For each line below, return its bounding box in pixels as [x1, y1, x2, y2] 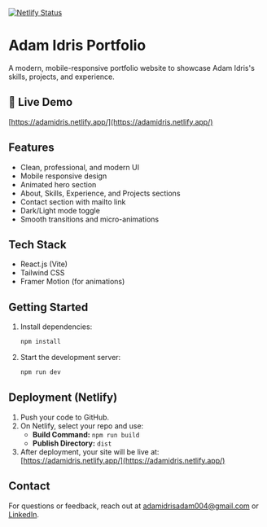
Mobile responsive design [20, 171, 107, 181]
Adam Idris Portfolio [8, 37, 147, 55]
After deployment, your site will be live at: [20, 446, 160, 456]
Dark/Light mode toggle [20, 205, 100, 215]
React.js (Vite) [20, 259, 68, 269]
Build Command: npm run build [32, 429, 140, 439]
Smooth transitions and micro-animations [20, 214, 160, 224]
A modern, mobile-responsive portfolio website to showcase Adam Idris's [8, 63, 255, 72]
